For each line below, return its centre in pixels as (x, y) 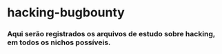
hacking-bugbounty (66, 13)
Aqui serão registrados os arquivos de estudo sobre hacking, (111, 34)
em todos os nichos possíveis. (59, 42)
